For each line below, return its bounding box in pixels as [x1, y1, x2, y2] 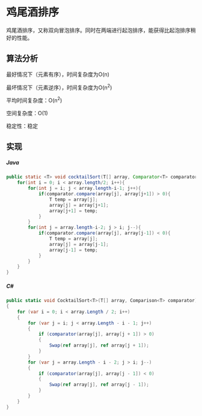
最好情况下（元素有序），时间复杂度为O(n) [6, 71, 110, 78]
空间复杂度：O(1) [6, 110, 48, 117]
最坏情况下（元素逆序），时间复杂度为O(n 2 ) [6, 83, 112, 91]
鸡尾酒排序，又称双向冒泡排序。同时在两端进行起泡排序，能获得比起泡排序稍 [6, 27, 196, 34]
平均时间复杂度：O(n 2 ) [6, 96, 63, 104]
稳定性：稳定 [6, 122, 38, 130]
